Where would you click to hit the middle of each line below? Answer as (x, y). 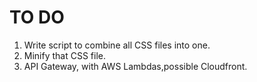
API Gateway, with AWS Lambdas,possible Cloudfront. (135, 66)
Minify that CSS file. (65, 55)
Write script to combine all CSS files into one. (117, 45)
